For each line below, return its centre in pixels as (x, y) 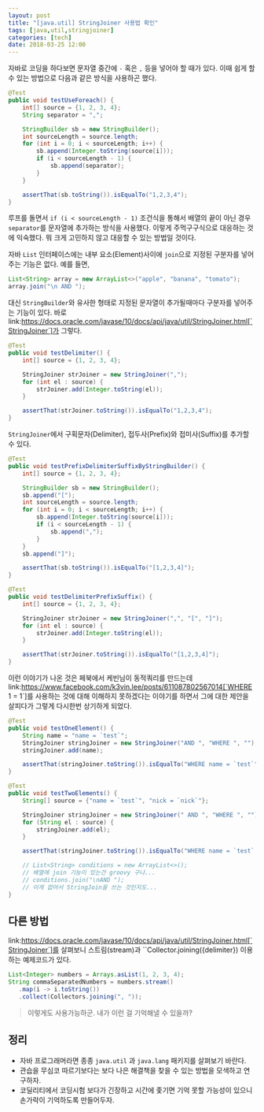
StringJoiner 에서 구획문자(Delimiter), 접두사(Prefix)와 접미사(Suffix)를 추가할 (129, 434)
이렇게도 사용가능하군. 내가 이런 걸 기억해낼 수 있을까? (110, 1013)
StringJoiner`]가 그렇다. (45, 331)
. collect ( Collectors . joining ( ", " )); (81, 997)
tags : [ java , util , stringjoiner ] (61, 30)
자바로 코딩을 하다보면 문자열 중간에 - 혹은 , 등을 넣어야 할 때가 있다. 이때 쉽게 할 (132, 69)
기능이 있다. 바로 (41, 313)
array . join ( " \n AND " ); (47, 287)
